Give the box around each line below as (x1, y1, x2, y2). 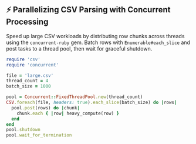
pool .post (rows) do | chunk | (11, 105, 80, 110)
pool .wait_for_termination (6, 132, 72, 138)
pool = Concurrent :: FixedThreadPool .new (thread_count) (6, 94, 143, 100)
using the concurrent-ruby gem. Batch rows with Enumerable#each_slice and (6, 39, 191, 46)
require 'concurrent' (6, 62, 59, 68)
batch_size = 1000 (6, 83, 51, 89)
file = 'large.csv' (6, 72, 54, 78)
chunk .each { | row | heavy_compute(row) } (16, 110, 119, 116)
